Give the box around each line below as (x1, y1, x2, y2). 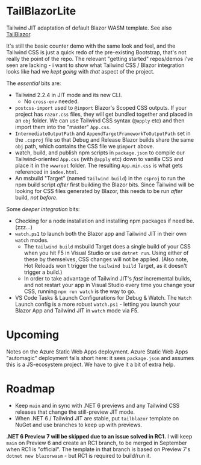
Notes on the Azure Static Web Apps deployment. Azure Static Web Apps (6, 348, 188, 355)
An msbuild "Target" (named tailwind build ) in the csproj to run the (14, 174, 185, 182)
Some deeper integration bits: (6, 205, 80, 212)
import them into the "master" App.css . (14, 123, 111, 130)
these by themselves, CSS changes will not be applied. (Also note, (23, 255, 188, 263)
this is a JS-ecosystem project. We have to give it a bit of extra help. (6, 361, 176, 368)
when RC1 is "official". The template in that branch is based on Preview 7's (6, 445, 191, 453)
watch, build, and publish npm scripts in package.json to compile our (14, 149, 185, 156)
